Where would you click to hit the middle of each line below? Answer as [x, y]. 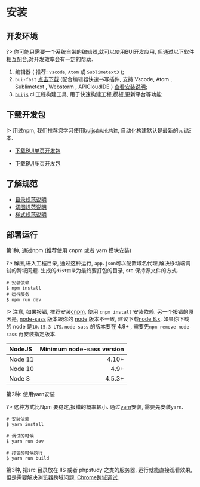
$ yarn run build [28, 458]
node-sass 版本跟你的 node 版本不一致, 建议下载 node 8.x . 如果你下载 [104, 319]
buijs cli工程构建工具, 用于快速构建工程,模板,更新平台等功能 [88, 94]
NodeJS [21, 349]
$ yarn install [25, 425]
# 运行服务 [18, 295]
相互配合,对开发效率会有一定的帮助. [50, 59]
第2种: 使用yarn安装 [30, 394]
